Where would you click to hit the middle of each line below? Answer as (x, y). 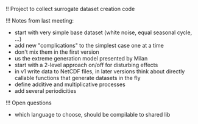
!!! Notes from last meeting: (40, 20)
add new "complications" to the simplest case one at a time (89, 46)
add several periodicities (45, 91)
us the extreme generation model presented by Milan (81, 58)
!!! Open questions (29, 103)
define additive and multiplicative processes (70, 84)
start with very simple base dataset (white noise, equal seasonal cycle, (103, 32)
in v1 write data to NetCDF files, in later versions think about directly (100, 71)
